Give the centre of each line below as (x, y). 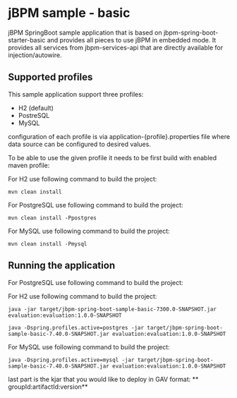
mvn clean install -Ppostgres (53, 218)
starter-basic (27, 40)
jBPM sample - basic (69, 13)
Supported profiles (50, 77)
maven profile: (29, 165)
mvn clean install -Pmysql (48, 244)
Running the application (62, 266)
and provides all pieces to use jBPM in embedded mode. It (132, 40)
